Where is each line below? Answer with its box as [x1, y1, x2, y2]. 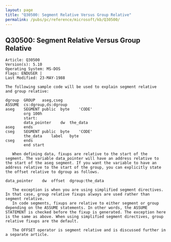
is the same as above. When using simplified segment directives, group [5, 214, 164, 219]
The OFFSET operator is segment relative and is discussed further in [12, 228, 166, 233]
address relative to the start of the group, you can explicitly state [5, 165, 161, 170]
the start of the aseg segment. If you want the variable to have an [5, 161, 157, 166]
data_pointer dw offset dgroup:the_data [5, 179, 104, 184]
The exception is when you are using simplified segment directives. [12, 187, 164, 192]
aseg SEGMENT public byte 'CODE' [5, 107, 93, 112]
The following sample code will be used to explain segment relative [5, 84, 157, 90]
